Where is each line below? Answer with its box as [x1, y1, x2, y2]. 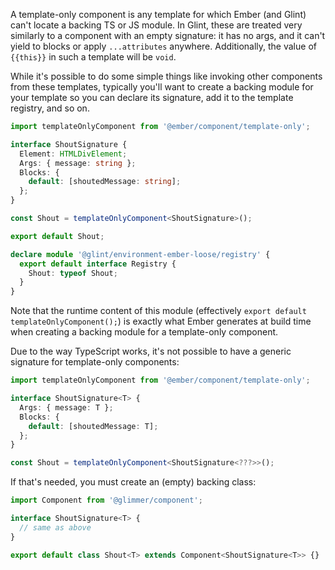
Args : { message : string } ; [19, 158, 137, 168]
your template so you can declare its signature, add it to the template [10, 92, 294, 103]
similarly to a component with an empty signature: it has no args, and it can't [10, 30, 326, 41]
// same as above [19, 522, 92, 533]
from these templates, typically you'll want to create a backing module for [10, 81, 314, 93]
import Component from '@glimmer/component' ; [10, 495, 203, 506]
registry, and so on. [10, 102, 90, 114]
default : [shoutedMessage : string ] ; [28, 177, 182, 187]
